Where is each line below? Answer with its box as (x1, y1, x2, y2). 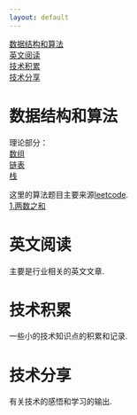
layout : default (9, 12, 69, 22)
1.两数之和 (9, 200, 46, 211)
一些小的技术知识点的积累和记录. (9, 331, 128, 341)
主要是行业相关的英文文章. (9, 265, 105, 276)
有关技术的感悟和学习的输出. (9, 396, 113, 407)
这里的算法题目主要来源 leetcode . (9, 189, 129, 200)
